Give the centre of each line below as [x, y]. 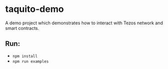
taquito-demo [35, 9]
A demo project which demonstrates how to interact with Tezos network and [84, 23]
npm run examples [31, 61]
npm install [25, 56]
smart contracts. [22, 28]
